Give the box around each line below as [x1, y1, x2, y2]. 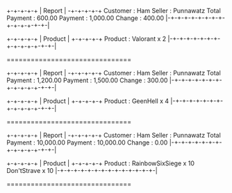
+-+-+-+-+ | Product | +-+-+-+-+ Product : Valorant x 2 [6, 35, 167, 43]
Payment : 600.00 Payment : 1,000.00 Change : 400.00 [6, 14, 165, 22]
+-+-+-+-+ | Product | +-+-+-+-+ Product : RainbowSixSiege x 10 [6, 159, 195, 167]
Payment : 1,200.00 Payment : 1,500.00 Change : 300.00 [6, 76, 168, 84]
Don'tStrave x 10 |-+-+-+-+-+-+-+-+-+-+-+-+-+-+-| [6, 167, 158, 174]
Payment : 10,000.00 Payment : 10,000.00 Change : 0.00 [6, 138, 168, 147]
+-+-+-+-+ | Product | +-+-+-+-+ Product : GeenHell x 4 [6, 97, 169, 105]
